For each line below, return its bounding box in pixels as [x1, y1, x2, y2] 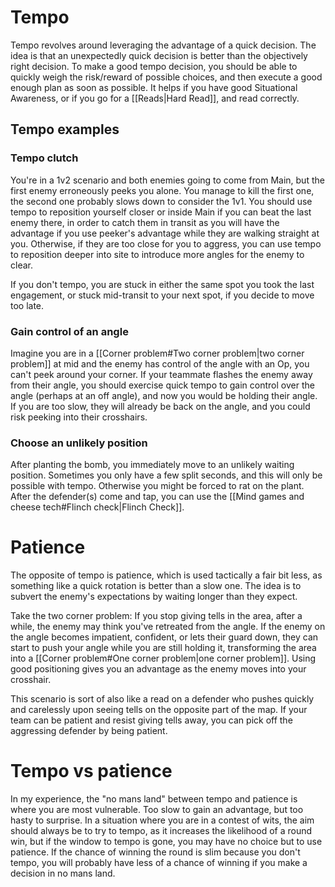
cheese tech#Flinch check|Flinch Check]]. [10, 501, 185, 513]
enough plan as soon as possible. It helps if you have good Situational [10, 81, 298, 93]
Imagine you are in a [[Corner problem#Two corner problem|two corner [10, 347, 305, 359]
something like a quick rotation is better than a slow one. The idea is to [10, 580, 302, 592]
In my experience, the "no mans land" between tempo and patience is [10, 793, 298, 805]
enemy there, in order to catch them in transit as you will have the [10, 216, 280, 228]
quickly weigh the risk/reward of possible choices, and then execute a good [10, 71, 323, 83]
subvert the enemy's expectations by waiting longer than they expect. [10, 591, 298, 603]
